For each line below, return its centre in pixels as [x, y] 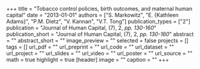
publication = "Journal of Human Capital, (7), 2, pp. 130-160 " [82, 28]
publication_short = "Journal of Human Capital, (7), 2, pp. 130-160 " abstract [100, 34]
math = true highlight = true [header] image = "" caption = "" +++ [88, 60]
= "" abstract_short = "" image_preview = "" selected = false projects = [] [98, 40]
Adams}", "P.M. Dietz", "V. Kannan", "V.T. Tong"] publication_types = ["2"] [98, 21]
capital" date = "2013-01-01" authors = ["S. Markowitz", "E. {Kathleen [92, 15]
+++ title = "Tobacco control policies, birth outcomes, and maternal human [99, 9]
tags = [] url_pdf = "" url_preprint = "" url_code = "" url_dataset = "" [90, 47]
